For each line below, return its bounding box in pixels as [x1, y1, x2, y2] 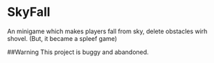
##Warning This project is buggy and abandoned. [7, 48, 149, 56]
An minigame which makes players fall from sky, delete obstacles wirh [7, 27, 208, 35]
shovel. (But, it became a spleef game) [7, 34, 118, 42]
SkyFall [7, 4, 51, 20]
